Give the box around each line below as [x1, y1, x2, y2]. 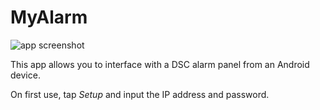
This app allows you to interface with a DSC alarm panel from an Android [10, 58, 310, 70]
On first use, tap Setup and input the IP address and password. [10, 88, 270, 100]
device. [10, 69, 41, 81]
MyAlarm [10, 6, 88, 29]
